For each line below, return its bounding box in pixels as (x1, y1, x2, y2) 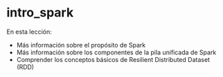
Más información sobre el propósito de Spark (16, 41, 146, 49)
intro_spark (6, 5, 74, 21)
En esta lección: (6, 27, 53, 36)
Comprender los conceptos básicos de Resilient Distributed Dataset (16, 55, 211, 63)
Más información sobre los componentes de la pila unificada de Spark (16, 48, 217, 56)
